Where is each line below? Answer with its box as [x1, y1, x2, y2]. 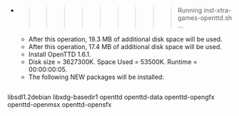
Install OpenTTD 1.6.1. [28, 50, 91, 58]
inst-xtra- [203, 6, 232, 14]
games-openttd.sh [177, 14, 233, 22]
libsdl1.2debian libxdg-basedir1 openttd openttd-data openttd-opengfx [7, 93, 215, 101]
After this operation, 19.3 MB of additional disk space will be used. [28, 35, 223, 43]
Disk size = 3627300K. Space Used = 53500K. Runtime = [28, 58, 198, 66]
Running [177, 6, 203, 14]
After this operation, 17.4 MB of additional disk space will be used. [28, 43, 223, 51]
